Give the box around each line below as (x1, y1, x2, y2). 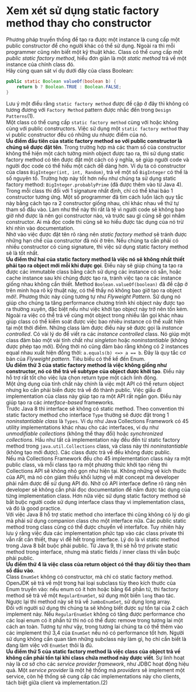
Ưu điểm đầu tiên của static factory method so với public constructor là (6, 137, 183, 144)
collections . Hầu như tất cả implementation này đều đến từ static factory (6, 436, 180, 443)
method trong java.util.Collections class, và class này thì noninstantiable (6, 442, 188, 449)
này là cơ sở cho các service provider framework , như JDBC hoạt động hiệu (6, 660, 189, 667)
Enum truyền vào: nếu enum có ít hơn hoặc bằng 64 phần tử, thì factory (6, 585, 178, 592)
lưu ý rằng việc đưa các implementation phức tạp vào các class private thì (6, 529, 184, 537)
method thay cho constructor (6, 16, 152, 30)
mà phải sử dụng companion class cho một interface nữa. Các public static (6, 517, 187, 524)
